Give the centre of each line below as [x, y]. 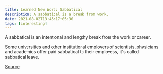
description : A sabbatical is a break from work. [57, 14]
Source [12, 67]
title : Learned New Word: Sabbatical [44, 10]
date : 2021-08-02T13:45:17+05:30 [39, 19]
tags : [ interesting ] [26, 23]
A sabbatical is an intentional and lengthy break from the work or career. [78, 37]
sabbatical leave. [22, 57]
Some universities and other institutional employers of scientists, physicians [82, 47]
